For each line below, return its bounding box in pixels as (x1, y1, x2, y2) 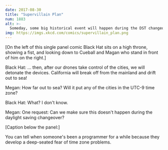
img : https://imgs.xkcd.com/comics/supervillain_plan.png (5, 30, 128, 35)
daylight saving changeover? (5, 115, 64, 120)
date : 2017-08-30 (5, 7, 41, 12)
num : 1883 (5, 16, 26, 21)
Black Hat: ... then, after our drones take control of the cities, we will (5, 64, 145, 70)
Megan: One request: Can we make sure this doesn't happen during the (5, 109, 152, 115)
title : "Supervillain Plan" (5, 12, 64, 17)
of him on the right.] (5, 55, 46, 60)
